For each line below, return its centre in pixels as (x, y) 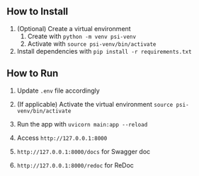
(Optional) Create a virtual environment (74, 28)
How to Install (38, 12)
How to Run (33, 74)
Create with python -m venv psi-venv (81, 36)
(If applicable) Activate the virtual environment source (95, 104)
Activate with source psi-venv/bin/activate (92, 43)
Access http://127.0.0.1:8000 (62, 138)
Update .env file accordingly (58, 90)
